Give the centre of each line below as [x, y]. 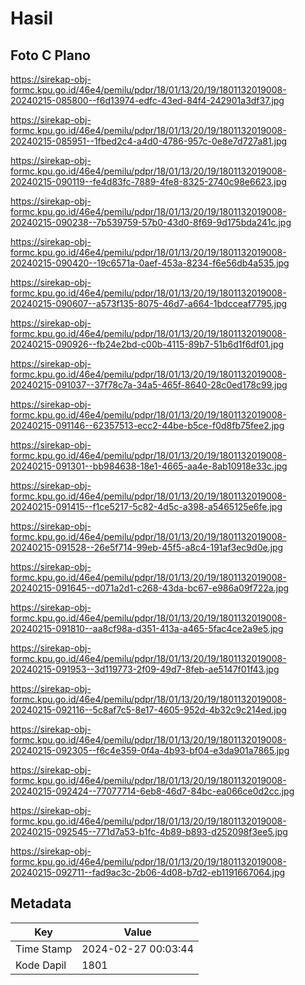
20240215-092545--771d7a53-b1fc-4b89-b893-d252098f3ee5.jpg [149, 831]
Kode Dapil [41, 965]
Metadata [41, 903]
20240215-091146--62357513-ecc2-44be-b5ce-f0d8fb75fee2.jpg [147, 425]
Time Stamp [44, 949]
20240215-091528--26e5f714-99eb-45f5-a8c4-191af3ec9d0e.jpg [147, 547]
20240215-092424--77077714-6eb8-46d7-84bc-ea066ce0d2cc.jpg [152, 791]
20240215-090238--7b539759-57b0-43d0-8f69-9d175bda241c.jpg [151, 222]
